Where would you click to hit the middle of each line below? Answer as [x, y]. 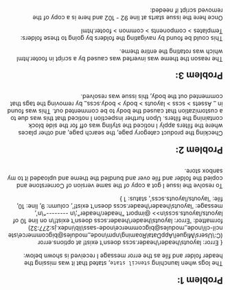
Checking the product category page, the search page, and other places [120, 134]
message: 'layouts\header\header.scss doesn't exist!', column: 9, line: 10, [119, 207]
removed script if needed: [186, 11]
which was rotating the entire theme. [171, 52]
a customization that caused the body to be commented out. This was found [115, 112]
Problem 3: [199, 75]
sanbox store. [204, 172]
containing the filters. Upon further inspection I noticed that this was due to [117, 119]
